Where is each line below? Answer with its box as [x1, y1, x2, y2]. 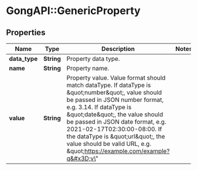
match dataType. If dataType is [66, 81, 151, 89]
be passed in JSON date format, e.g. [66, 118, 167, 125]
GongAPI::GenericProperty [6, 4, 141, 18]
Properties [6, 28, 46, 38]
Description [101, 45, 135, 53]
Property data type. [66, 55, 120, 63]
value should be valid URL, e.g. [66, 140, 151, 148]
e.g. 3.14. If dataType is [66, 103, 132, 111]
